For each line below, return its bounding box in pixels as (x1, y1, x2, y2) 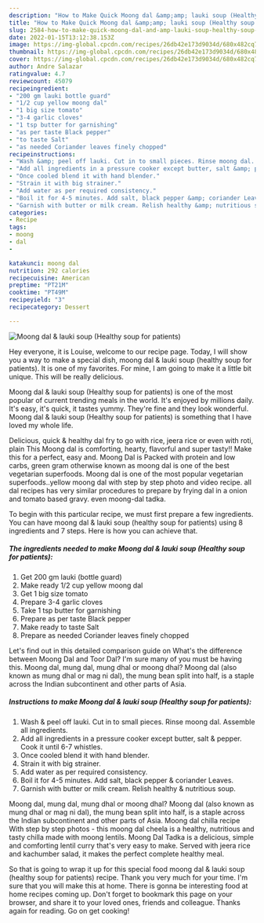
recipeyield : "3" (9, 296, 66, 304)
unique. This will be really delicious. (9, 372, 125, 381)
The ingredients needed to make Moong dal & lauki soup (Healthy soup (9, 544, 245, 554)
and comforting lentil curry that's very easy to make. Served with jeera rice (9, 841, 251, 850)
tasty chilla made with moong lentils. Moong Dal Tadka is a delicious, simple (9, 832, 254, 841)
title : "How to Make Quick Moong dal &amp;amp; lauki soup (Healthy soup (9, 19, 255, 27)
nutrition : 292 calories (9, 266, 90, 275)
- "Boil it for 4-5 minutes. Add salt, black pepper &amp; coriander (9, 194, 241, 202)
